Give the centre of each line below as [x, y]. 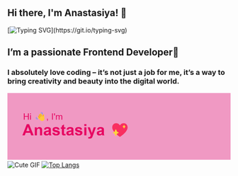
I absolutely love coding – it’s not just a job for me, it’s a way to [116, 73]
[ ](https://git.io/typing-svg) [67, 30]
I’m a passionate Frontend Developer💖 [93, 53]
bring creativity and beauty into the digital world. [93, 81]
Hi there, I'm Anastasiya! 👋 [67, 13]
